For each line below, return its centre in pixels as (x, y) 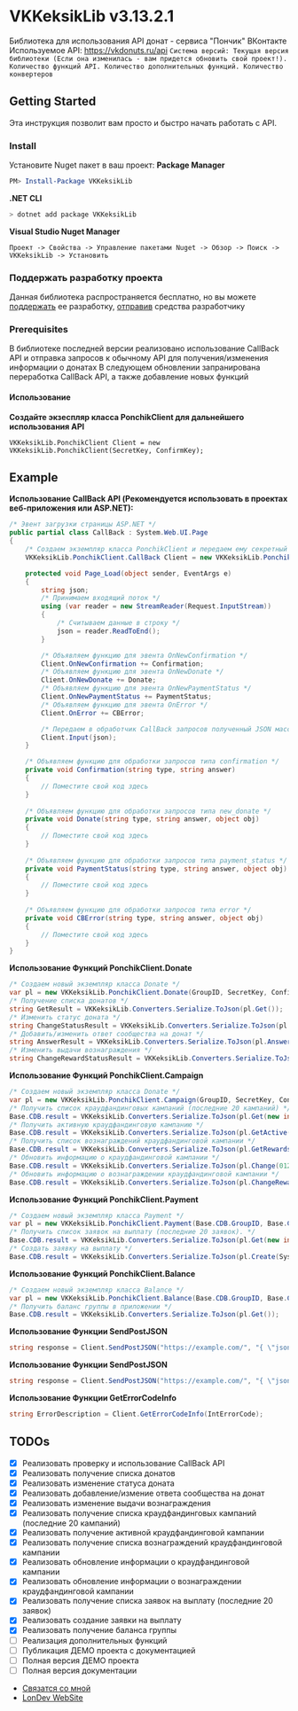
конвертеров (31, 74)
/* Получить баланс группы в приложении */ (91, 1306)
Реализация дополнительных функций (94, 1640)
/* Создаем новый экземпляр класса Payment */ (97, 1215)
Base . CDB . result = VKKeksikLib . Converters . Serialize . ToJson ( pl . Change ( (144, 1166)
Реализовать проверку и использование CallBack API (123, 1463)
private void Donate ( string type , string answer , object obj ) (142, 819)
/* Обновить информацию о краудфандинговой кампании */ (114, 1158)
